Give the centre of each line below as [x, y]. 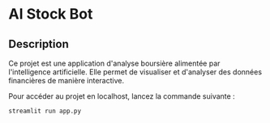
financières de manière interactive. [66, 81]
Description [39, 44]
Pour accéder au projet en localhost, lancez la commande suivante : [122, 96]
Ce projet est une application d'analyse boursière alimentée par [114, 63]
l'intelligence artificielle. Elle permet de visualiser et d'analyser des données [135, 72]
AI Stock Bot [51, 14]
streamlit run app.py [45, 111]
